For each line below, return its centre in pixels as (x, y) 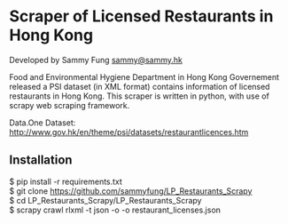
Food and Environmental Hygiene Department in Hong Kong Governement (144, 76)
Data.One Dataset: (43, 123)
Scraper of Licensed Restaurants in (141, 16)
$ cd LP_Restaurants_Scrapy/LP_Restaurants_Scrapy (105, 200)
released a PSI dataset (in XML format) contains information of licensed (140, 86)
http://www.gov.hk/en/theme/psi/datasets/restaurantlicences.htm (129, 132)
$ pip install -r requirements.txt (66, 181)
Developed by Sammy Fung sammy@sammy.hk (96, 60)
